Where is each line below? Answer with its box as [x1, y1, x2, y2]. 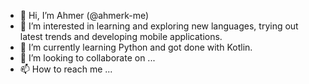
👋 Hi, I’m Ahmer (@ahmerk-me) [19, 10, 150, 21]
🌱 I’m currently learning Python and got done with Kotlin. [19, 41, 253, 53]
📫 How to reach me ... [19, 63, 113, 75]
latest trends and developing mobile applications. [19, 31, 223, 42]
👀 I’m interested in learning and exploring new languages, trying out [19, 20, 299, 32]
